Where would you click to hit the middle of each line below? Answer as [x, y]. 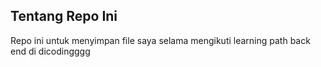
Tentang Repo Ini [64, 16]
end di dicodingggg [50, 51]
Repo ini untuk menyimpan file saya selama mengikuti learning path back [160, 40]
